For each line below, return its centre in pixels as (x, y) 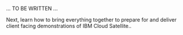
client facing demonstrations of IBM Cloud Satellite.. (69, 26)
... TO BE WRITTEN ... (32, 8)
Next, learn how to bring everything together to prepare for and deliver (91, 20)
